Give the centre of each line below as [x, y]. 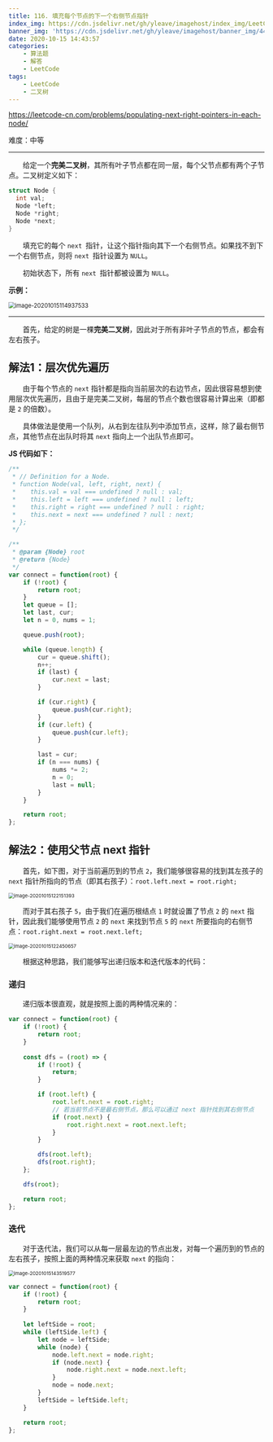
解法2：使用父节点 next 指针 [79, 850]
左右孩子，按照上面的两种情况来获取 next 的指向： [93, 1258]
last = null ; [74, 785]
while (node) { [63, 1347]
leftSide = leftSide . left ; [83, 1400]
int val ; [30, 199]
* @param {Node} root [48, 552]
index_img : [27, 24]
